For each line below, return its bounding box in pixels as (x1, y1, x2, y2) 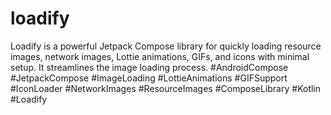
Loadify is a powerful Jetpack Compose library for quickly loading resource (10, 40, 322, 52)
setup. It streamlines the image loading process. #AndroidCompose (10, 61, 289, 73)
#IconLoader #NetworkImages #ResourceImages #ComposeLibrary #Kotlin (10, 82, 322, 94)
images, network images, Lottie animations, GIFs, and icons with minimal (10, 50, 310, 62)
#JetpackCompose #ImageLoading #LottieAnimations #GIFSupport (10, 72, 288, 84)
